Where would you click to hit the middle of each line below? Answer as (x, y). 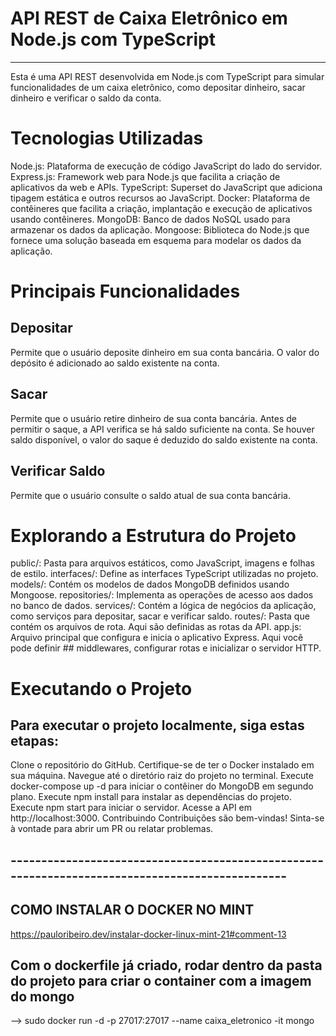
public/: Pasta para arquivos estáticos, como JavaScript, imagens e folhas (162, 563)
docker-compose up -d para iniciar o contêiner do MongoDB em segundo (162, 786)
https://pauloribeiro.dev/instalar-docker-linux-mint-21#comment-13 (148, 934)
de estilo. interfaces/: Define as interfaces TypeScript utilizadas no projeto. (164, 574)
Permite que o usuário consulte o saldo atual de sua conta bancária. (150, 495)
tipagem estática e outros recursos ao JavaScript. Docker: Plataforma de (160, 198)
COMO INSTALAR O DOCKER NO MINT (132, 910)
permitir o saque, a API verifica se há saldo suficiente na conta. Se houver (162, 429)
